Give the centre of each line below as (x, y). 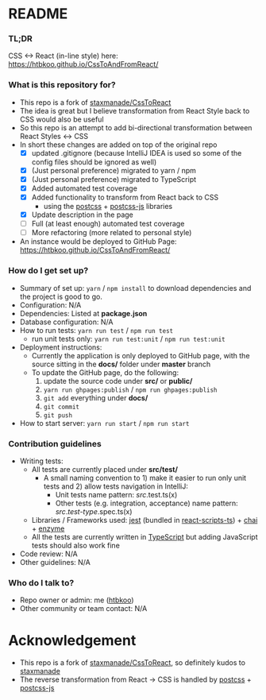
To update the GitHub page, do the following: (105, 372)
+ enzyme (48, 528)
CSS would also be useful (62, 119)
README (38, 14)
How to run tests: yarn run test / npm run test (96, 330)
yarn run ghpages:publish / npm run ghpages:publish (130, 389)
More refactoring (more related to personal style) (112, 233)
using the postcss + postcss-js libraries (108, 207)
